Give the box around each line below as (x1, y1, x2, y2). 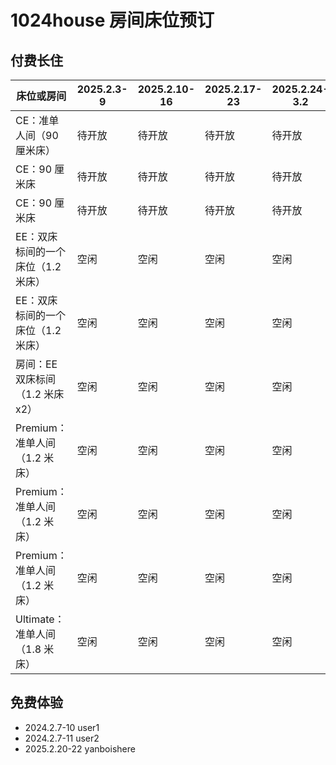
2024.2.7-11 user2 (24, 732, 100, 744)
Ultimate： (15, 612, 65, 626)
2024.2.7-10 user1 (24, 721, 100, 733)
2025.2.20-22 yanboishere (24, 742, 136, 755)
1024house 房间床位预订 (10, 9, 215, 32)
